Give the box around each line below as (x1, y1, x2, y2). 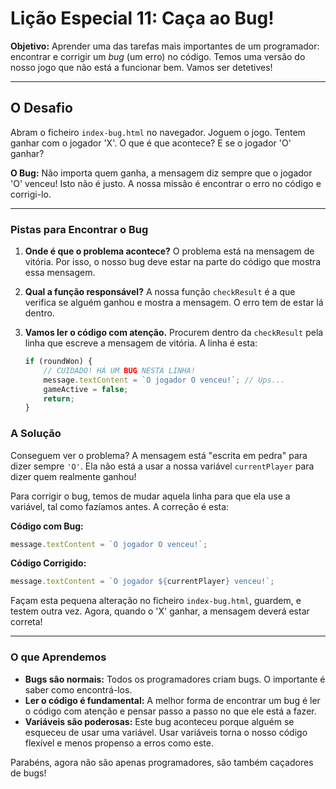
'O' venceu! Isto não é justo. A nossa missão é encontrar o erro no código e (10, 177, 322, 189)
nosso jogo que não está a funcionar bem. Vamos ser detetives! (10, 61, 273, 73)
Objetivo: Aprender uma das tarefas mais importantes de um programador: (10, 40, 320, 52)
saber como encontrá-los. (24, 683, 133, 696)
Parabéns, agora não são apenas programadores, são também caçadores (10, 756, 314, 768)
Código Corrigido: (10, 557, 87, 569)
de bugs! (10, 767, 47, 779)
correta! (10, 616, 43, 628)
